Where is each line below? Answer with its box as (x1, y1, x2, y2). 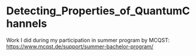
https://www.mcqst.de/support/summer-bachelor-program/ (6, 43, 154, 50)
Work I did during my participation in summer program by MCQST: (6, 36, 170, 43)
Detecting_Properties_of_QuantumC (6, 4, 191, 18)
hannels (6, 17, 47, 30)
